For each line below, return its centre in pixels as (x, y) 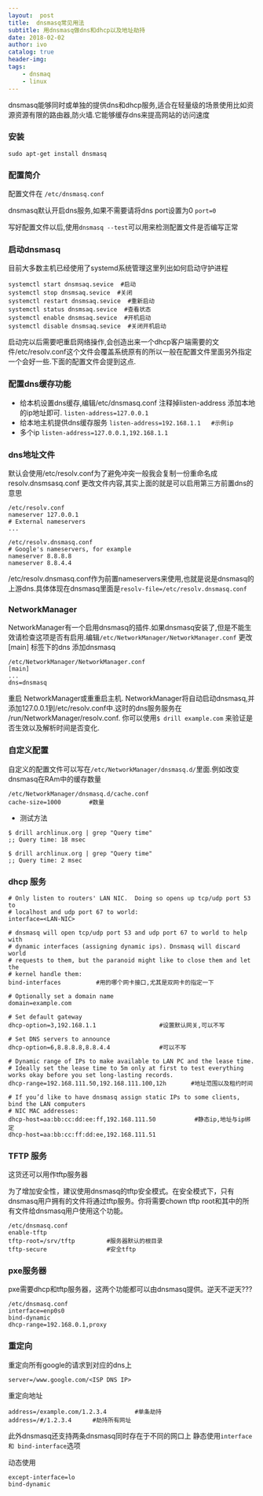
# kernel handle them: (45, 974)
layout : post (31, 15)
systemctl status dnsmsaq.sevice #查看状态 (80, 310)
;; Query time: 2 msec (45, 860)
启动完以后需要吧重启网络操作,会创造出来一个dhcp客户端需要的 (110, 342)
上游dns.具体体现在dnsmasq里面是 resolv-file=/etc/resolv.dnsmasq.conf (128, 588)
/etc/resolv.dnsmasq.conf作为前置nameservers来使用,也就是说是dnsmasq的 (131, 578)
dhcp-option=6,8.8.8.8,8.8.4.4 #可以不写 (97, 1047)
